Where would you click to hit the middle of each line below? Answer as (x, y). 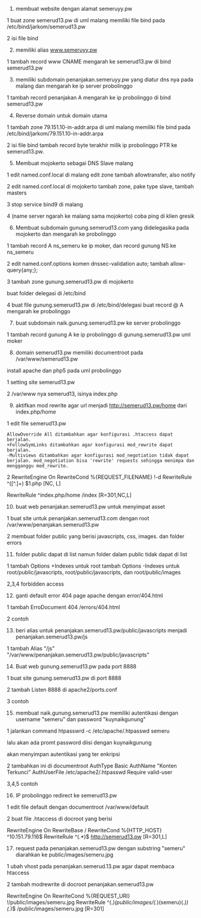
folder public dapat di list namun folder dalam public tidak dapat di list (101, 554)
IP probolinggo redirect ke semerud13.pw (66, 795)
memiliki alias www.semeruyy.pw (56, 50)
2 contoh (18, 619)
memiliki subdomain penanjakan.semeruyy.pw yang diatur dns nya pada (104, 79)
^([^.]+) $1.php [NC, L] (34, 483)
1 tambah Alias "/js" (31, 648)
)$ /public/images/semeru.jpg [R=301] (57, 909)
